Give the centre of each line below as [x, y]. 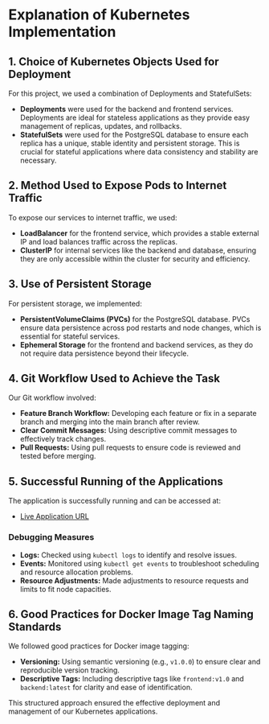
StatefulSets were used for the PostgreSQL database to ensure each [134, 135]
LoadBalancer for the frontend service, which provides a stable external [139, 233]
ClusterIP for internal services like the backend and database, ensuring [138, 250]
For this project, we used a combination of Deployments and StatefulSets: [130, 93]
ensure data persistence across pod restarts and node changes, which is [141, 327]
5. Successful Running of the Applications [116, 481]
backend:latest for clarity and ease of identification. [106, 687]
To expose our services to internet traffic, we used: [93, 217]
